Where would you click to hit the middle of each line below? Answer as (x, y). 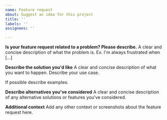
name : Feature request (29, 10)
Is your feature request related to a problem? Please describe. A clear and (83, 47)
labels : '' (17, 24)
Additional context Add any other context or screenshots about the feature (83, 107)
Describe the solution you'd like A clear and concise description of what (81, 67)
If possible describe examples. (37, 82)
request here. (19, 112)
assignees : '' (20, 28)
